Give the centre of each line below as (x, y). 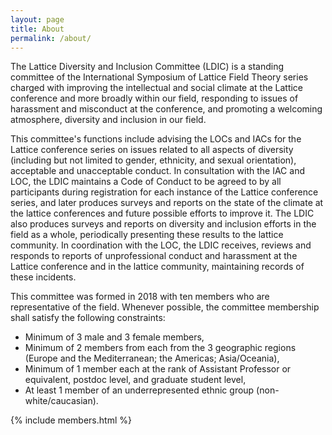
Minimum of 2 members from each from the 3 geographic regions (160, 348)
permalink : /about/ (51, 38)
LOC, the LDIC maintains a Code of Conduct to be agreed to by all (146, 182)
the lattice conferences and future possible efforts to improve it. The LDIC (162, 213)
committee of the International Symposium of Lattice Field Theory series (159, 77)
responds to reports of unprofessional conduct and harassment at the (154, 256)
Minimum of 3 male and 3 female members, (114, 337)
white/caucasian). (61, 401)
